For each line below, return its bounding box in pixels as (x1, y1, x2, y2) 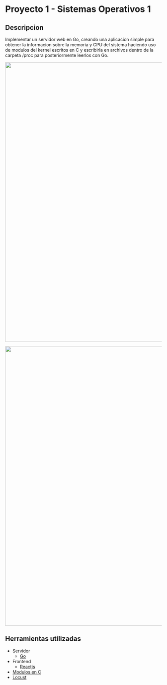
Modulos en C (12, 669, 41, 675)
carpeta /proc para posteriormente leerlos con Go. (5, 52, 108, 58)
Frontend (12, 658, 31, 664)
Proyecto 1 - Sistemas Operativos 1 (5, 3, 151, 15)
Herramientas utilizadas (5, 635, 81, 643)
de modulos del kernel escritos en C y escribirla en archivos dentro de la (5, 47, 154, 53)
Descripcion (5, 23, 44, 32)
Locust (12, 674, 27, 680)
